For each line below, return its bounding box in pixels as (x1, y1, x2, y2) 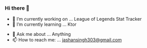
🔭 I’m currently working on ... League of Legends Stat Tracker (12, 16, 142, 22)
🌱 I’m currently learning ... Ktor (12, 21, 77, 27)
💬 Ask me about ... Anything (12, 31, 71, 37)
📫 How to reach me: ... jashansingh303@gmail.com (12, 37, 122, 43)
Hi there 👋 (5, 5, 30, 12)
